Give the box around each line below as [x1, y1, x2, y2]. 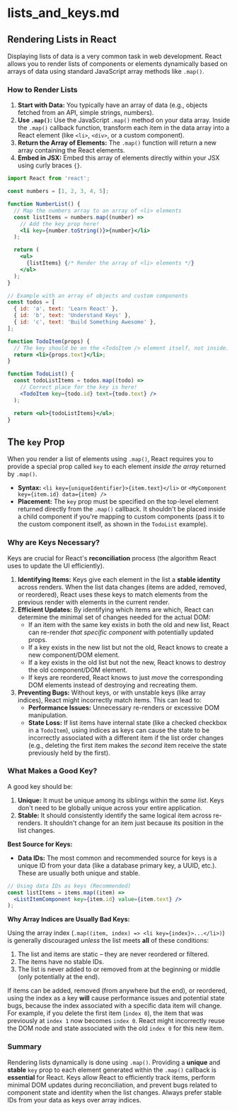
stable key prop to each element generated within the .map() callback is [7, 1066, 217, 1074]
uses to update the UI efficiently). [7, 561, 105, 570]
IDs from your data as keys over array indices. [7, 1095, 141, 1104]
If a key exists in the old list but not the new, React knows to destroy [28, 658, 226, 666]
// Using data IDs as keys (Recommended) [7, 882, 132, 890]
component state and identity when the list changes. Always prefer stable [7, 1088, 222, 1097]
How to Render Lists [7, 84, 78, 94]
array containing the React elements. [17, 146, 125, 155]
